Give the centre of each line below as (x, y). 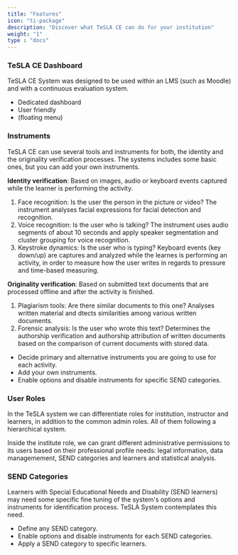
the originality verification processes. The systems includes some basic (112, 159)
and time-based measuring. (58, 270)
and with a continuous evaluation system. (68, 88)
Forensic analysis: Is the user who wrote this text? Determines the (114, 328)
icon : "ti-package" (36, 21)
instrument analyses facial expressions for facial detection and (109, 209)
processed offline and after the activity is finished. (81, 291)
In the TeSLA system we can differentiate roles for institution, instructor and (118, 414)
